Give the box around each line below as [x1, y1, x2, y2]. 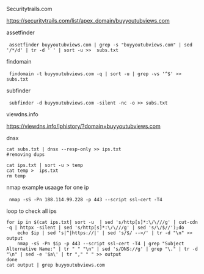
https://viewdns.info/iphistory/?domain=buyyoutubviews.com [6, 122, 161, 130]
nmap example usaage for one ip [6, 183, 89, 191]
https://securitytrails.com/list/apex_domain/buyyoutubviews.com [6, 17, 170, 24]
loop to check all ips [6, 207, 57, 215]
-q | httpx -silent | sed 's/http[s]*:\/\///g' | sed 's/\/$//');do [6, 224, 184, 231]
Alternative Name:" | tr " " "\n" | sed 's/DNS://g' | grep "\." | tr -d [6, 246, 199, 252]
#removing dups [6, 152, 45, 158]
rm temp [6, 173, 26, 179]
